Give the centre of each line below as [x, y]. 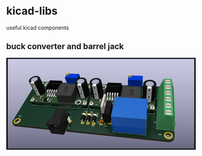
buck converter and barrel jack [65, 46]
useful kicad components [38, 28]
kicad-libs [32, 11]
